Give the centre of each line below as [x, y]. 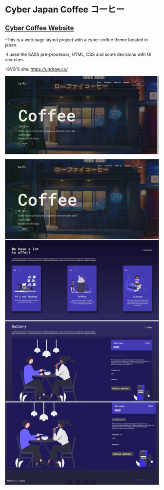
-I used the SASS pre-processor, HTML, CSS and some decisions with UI [78, 54]
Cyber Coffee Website [40, 28]
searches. [15, 60]
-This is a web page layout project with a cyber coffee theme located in [77, 40]
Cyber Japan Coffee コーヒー [65, 10]
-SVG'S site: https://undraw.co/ [37, 69]
